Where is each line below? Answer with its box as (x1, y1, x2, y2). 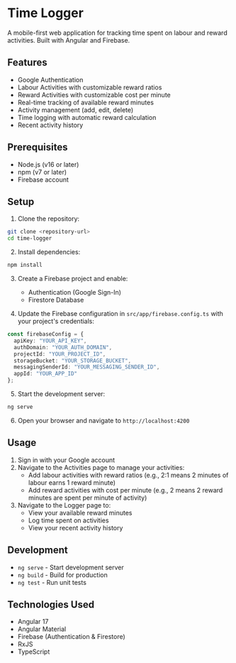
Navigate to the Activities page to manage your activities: (17, 463, 185, 471)
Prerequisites (7, 141, 68, 153)
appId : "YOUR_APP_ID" (13, 371, 78, 378)
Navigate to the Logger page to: (17, 500, 111, 509)
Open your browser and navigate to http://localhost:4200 (17, 416, 190, 424)
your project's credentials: (17, 317, 94, 325)
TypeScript (17, 647, 50, 656)
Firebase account (17, 175, 69, 184)
